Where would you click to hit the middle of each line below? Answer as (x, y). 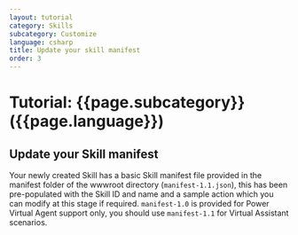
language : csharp (41, 42)
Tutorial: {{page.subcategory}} (127, 102)
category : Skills (41, 26)
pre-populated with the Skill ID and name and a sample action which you (141, 194)
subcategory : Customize (53, 34)
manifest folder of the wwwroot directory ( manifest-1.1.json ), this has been (149, 184)
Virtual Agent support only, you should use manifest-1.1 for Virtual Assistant (149, 213)
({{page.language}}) (86, 121)
